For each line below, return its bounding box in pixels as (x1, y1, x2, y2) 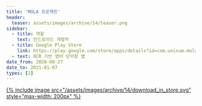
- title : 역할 (11, 31, 44, 37)
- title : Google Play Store (11, 43, 82, 49)
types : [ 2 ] (6, 70, 34, 76)
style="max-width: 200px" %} (6, 93, 81, 100)
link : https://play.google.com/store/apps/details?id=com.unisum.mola (17, 48, 198, 54)
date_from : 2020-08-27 (6, 59, 63, 65)
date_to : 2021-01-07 (6, 64, 58, 71)
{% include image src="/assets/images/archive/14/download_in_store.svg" (6, 86, 191, 93)
